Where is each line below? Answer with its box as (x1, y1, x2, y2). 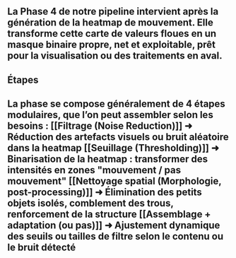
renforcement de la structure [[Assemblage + (7, 209, 211, 221)
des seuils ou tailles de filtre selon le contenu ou (7, 230, 224, 242)
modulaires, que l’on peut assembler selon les (7, 109, 213, 121)
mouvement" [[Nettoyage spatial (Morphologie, (7, 175, 222, 187)
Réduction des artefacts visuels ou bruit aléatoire (7, 131, 230, 143)
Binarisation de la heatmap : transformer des (7, 153, 208, 165)
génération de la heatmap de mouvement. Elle (7, 17, 213, 29)
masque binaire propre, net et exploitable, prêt (7, 39, 216, 51)
